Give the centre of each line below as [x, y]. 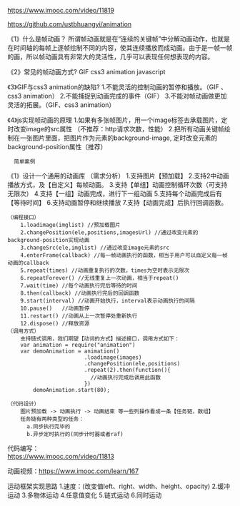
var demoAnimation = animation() [70, 351]
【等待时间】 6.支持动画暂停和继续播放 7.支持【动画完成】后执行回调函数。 [117, 202]
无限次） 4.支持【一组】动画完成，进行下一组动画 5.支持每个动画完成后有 [115, 193]
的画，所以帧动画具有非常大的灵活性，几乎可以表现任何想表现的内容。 [111, 57]
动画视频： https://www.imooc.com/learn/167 [73, 471]
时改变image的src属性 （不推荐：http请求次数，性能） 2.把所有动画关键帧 [116, 129]
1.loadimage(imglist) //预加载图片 [70, 225]
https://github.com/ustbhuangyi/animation [70, 24]
